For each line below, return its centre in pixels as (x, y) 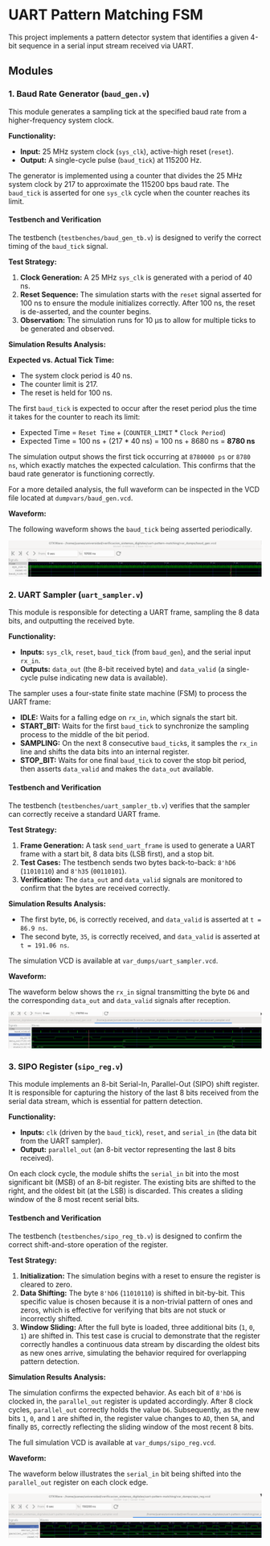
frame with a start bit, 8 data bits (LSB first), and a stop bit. (117, 854)
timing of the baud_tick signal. (58, 246)
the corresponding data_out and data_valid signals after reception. (120, 1000)
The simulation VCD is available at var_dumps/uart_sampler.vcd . (113, 960)
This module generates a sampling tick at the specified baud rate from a (128, 111)
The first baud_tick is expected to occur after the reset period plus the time (133, 408)
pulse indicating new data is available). (104, 678)
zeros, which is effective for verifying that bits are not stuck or (123, 1310)
